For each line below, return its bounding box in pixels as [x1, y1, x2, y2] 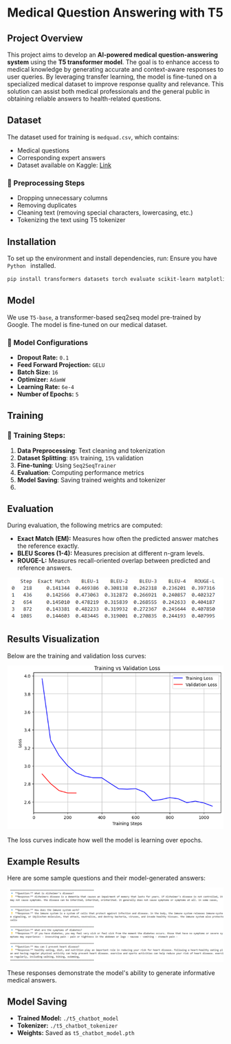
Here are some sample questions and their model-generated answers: [7, 874, 206, 883]
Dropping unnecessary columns [16, 194, 108, 202]
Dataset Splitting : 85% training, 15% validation [16, 453, 144, 462]
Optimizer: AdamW [16, 375, 66, 384]
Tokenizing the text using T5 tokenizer [16, 216, 126, 224]
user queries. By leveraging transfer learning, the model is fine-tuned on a [7, 72, 217, 81]
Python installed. [7, 261, 56, 270]
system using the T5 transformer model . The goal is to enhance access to [7, 58, 220, 66]
